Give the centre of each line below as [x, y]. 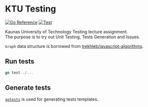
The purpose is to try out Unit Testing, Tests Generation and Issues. [73, 37]
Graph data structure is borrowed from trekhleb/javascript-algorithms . [74, 46]
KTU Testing [31, 9]
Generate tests [28, 88]
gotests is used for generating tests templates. [52, 99]
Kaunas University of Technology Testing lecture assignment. [66, 31]
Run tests [20, 61]
